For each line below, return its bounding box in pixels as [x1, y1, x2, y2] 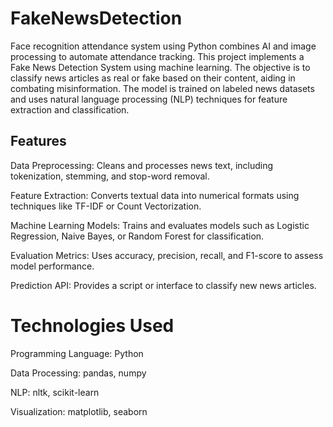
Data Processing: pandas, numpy [10, 367, 147, 379]
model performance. [10, 260, 95, 272]
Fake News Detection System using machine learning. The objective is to [10, 61, 311, 73]
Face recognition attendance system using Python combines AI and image [10, 40, 317, 52]
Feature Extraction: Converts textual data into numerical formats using [10, 189, 300, 201]
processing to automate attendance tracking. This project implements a [10, 50, 305, 62]
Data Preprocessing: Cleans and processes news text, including [10, 159, 274, 171]
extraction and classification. [10, 103, 130, 116]
